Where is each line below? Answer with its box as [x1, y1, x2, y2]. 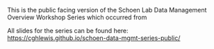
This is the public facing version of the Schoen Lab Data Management [7, 6, 207, 14]
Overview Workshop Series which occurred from [7, 13, 147, 21]
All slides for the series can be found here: [7, 27, 129, 35]
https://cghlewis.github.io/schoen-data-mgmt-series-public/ [7, 34, 181, 42]
